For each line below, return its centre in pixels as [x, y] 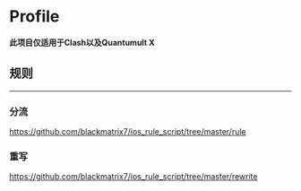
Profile [34, 17]
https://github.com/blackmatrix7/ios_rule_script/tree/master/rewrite [133, 177]
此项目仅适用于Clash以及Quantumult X [82, 42]
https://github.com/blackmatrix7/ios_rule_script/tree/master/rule [128, 132]
